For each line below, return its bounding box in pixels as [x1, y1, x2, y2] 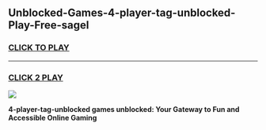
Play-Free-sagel [8, 19, 89, 32]
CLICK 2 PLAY [8, 72, 63, 83]
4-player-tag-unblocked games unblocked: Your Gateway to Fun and [8, 104, 240, 113]
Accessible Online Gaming [8, 113, 97, 122]
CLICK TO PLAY [8, 43, 70, 54]
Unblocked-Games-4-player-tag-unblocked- [8, 6, 236, 20]
